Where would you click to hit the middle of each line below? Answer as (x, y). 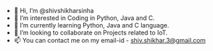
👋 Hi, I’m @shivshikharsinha (54, 11)
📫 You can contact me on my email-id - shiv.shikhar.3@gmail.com (110, 40)
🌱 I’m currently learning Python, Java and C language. (91, 25)
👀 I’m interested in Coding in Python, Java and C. (84, 18)
